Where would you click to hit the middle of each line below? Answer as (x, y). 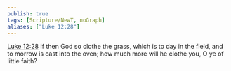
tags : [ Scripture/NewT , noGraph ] (56, 20)
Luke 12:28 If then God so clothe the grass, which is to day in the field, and (115, 47)
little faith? (22, 61)
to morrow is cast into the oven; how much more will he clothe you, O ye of (116, 54)
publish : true (28, 14)
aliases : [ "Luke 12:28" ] (44, 26)
